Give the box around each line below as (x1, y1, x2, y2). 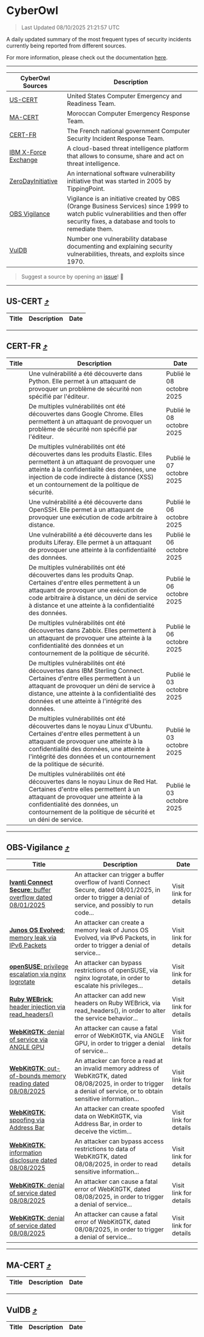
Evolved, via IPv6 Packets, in (74, 933, 156, 942)
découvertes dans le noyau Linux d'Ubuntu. (28, 721, 153, 730)
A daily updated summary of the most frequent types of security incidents (6, 35, 192, 43)
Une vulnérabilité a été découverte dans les (28, 530, 153, 538)
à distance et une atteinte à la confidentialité (28, 601, 155, 610)
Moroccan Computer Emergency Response (66, 109, 190, 117)
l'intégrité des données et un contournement (28, 752, 156, 760)
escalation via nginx (9, 970, 66, 978)
